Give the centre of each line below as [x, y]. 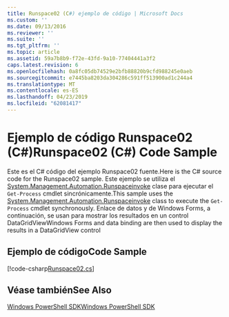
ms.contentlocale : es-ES [43, 90]
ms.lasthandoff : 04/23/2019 [48, 97]
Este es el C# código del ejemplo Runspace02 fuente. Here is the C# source [114, 171]
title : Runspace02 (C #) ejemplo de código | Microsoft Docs [96, 13]
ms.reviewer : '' [30, 33]
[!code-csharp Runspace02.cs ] [51, 268]
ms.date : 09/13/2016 [37, 26]
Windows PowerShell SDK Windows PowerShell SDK [81, 307]
